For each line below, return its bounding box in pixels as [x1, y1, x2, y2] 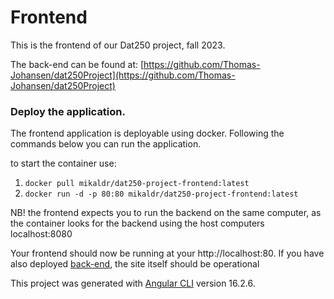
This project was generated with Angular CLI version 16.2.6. [10, 277, 256, 290]
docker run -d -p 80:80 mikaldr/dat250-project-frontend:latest [24, 189, 299, 200]
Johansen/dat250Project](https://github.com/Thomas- [10, 69, 236, 81]
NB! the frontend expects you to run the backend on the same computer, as [10, 207, 322, 219]
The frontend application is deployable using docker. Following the [10, 127, 285, 140]
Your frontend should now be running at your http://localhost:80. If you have [10, 247, 325, 260]
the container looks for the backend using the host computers [10, 217, 265, 230]
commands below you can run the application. [10, 138, 202, 150]
